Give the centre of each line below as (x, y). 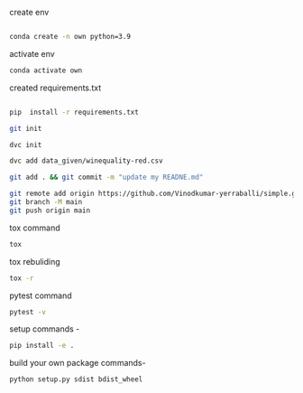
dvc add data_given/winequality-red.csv (87, 161)
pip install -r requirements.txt (74, 112)
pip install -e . (42, 346)
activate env (32, 53)
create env (29, 12)
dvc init (26, 145)
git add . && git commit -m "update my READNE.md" (106, 178)
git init (26, 128)
